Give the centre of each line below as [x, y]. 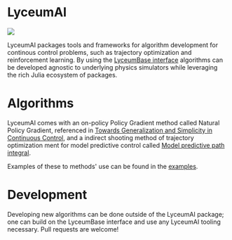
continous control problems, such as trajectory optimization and [100, 52]
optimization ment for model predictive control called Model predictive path [116, 145]
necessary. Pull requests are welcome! [63, 229]
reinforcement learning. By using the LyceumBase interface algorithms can [115, 60]
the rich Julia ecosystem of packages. [62, 75]
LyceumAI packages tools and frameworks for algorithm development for [113, 45]
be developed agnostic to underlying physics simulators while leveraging [112, 67]
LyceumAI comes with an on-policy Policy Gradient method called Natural [114, 122]
